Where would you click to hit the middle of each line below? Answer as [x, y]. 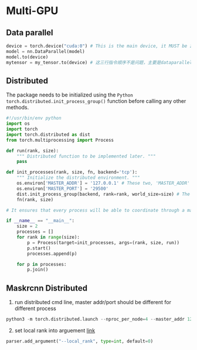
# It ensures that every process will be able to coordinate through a [95, 210]
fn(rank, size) [35, 199]
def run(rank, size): [33, 151]
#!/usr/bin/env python [34, 118]
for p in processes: [42, 264]
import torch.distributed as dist [48, 134]
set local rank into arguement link [55, 330]
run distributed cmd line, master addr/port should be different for [93, 302]
